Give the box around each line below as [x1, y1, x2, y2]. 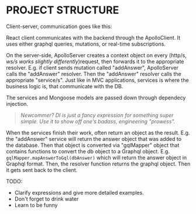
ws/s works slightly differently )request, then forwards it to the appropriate [6, 58, 184, 65]
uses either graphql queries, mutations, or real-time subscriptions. [6, 40, 166, 47]
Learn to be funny [14, 201, 58, 208]
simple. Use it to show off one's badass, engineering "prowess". [20, 118, 176, 125]
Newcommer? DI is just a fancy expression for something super [20, 112, 174, 119]
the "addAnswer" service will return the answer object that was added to [6, 135, 182, 142]
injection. [6, 100, 28, 107]
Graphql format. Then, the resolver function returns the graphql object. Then [6, 160, 191, 167]
